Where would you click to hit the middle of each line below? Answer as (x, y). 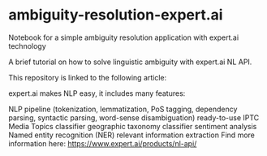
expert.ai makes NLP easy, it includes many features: (97, 93)
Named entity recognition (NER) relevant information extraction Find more (132, 135)
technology (27, 45)
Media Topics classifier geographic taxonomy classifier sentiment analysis (133, 126)
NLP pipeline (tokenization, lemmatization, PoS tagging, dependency (123, 109)
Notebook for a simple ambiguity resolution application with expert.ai (124, 37)
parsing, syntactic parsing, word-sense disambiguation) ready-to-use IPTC (134, 117)
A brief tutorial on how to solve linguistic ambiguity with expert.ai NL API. (130, 62)
